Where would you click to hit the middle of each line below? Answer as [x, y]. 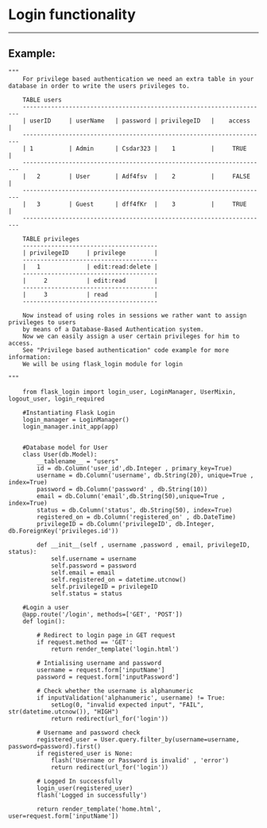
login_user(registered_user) [85, 788]
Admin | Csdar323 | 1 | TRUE [161, 149]
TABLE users [42, 100]
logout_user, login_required [56, 399]
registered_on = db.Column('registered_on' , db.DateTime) [137, 517]
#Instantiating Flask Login [69, 412]
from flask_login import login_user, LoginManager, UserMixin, [130, 392]
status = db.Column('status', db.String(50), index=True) [135, 510]
